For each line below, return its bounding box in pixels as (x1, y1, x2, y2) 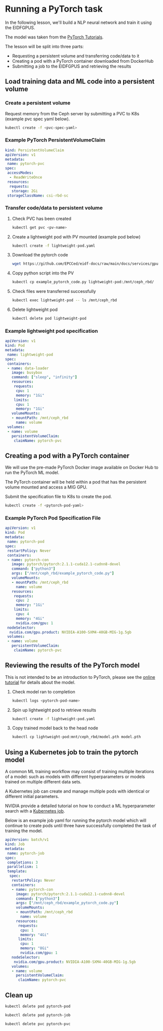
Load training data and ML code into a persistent (5, 77, 155, 86)
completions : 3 (7, 860, 38, 865)
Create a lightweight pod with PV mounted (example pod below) (12, 234, 141, 239)
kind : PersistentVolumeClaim (5, 147, 64, 153)
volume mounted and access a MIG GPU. (5, 484, 88, 490)
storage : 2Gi (11, 188, 38, 193)
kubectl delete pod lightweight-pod (12, 316, 87, 321)
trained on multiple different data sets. (5, 779, 82, 785)
